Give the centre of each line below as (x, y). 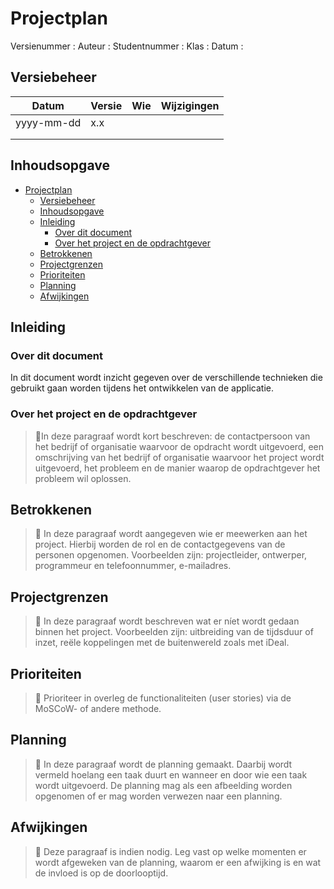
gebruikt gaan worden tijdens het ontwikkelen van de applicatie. (142, 388)
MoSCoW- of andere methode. (98, 708)
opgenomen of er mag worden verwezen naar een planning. (158, 796)
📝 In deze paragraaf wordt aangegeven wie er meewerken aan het (171, 534)
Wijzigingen (190, 105)
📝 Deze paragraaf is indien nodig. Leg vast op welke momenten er (170, 851)
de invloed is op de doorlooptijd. (101, 873)
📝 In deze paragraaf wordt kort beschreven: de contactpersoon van (172, 436)
